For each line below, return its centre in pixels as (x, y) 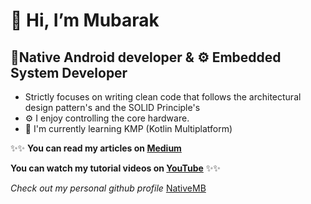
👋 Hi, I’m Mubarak (85, 20)
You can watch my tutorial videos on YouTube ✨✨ (115, 168)
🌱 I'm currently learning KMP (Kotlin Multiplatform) (128, 128)
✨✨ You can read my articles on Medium (96, 148)
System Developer (69, 72)
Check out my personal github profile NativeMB (108, 188)
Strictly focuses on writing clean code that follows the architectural (163, 97)
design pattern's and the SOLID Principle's (112, 107)
